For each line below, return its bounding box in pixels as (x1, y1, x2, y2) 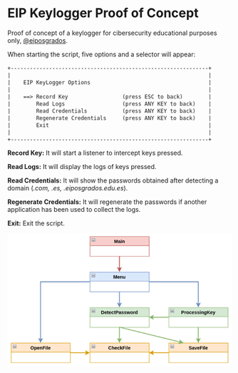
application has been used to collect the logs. (7, 205, 141, 213)
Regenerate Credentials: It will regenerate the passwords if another (7, 198, 207, 206)
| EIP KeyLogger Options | (7, 78, 212, 86)
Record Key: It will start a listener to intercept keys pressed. (7, 148, 183, 157)
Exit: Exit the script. (7, 219, 66, 228)
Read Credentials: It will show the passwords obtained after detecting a (7, 176, 219, 185)
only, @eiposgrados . (7, 36, 68, 44)
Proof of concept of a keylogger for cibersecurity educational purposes (7, 29, 217, 37)
